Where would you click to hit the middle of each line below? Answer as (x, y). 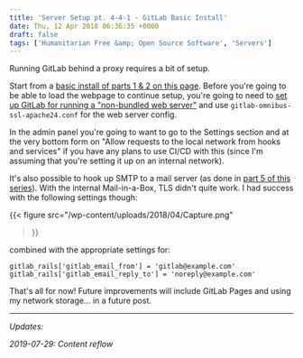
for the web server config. (129, 115)
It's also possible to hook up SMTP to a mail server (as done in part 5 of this (150, 179)
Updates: (27, 326)
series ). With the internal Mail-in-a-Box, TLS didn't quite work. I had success (151, 188)
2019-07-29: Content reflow (61, 344)
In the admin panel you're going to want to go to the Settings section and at (149, 133)
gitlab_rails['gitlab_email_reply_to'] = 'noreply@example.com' (133, 275)
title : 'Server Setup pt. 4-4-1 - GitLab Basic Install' (119, 18)
